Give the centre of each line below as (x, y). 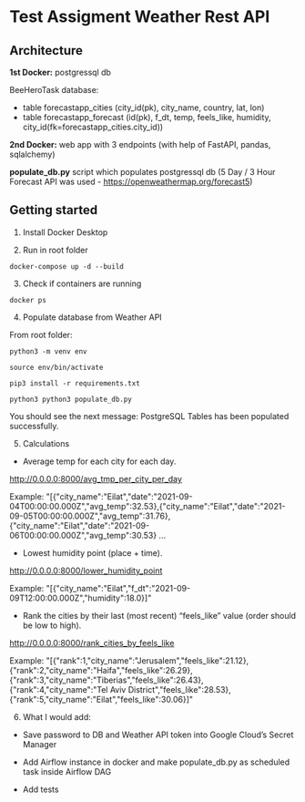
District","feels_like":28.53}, (180, 689)
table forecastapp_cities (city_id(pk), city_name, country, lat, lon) (143, 108)
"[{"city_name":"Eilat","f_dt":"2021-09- (118, 588)
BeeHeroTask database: (54, 90)
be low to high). (52, 625)
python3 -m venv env (49, 351)
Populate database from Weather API (92, 317)
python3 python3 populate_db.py (71, 399)
